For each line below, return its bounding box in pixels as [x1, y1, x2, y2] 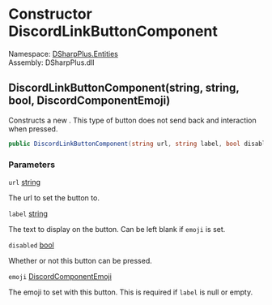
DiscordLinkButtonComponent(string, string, [8, 81, 240, 95]
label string [8, 208, 49, 218]
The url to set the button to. [8, 192, 100, 203]
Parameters [8, 159, 55, 170]
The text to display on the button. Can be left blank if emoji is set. [8, 224, 226, 234]
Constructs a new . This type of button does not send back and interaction [8, 115, 257, 125]
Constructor [8, 5, 93, 24]
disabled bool [8, 240, 54, 250]
